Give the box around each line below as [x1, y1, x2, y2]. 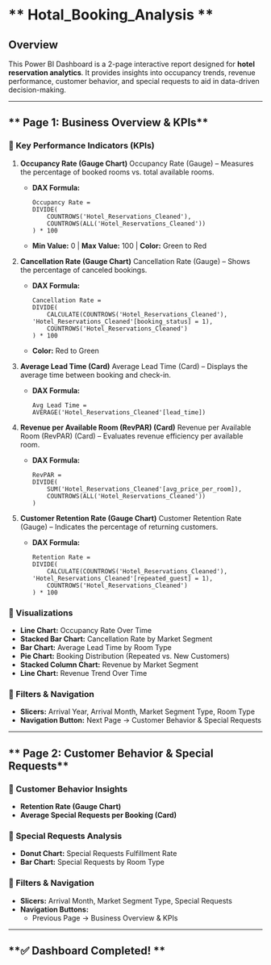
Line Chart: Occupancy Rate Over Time [19, 625, 152, 635]
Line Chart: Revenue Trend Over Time [19, 668, 148, 678]
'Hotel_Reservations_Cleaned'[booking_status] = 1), [31, 317, 214, 325]
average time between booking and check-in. [19, 370, 172, 380]
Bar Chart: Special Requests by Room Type [19, 858, 165, 867]
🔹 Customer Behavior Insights [8, 783, 127, 795]
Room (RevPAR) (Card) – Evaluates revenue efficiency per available [19, 430, 244, 441]
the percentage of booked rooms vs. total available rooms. [19, 167, 215, 177]
